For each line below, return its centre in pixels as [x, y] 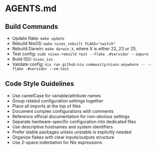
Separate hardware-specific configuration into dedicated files [74, 121]
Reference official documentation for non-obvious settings [71, 116]
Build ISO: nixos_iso [32, 59]
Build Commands [32, 27]
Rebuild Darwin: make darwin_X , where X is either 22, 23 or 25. [74, 49]
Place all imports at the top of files [47, 106]
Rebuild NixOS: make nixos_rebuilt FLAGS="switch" [64, 43]
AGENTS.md [31, 9]
